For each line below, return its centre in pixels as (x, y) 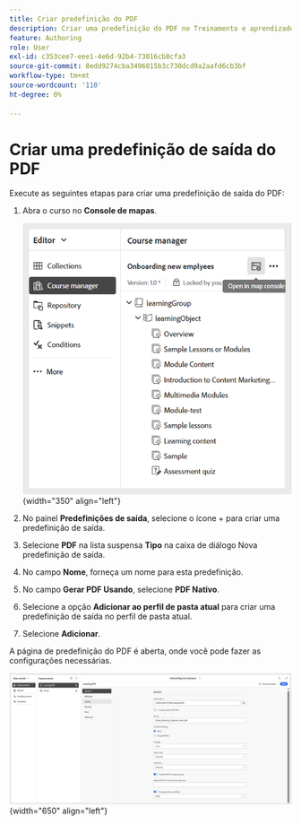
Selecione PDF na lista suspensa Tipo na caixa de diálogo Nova (140, 545)
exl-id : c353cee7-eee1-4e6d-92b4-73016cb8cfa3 (98, 57)
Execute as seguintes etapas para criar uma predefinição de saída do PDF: (147, 194)
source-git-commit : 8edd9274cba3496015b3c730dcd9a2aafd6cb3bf (128, 66)
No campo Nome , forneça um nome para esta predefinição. (133, 572)
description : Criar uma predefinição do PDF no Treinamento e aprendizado (152, 28)
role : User (30, 48)
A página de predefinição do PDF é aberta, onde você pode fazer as (135, 651)
